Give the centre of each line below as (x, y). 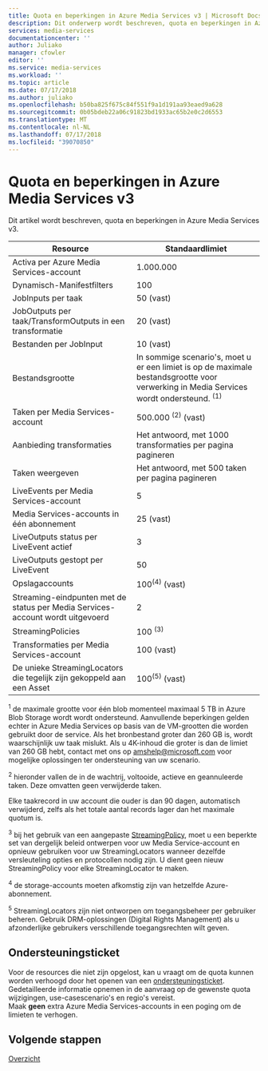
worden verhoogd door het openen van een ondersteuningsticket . (116, 981)
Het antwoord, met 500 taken (191, 468)
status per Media (44, 607)
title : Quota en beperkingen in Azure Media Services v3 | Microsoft (126, 16)
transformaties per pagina (185, 444)
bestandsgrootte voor (177, 377)
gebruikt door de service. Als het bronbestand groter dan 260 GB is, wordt (130, 735)
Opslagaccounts (43, 583)
